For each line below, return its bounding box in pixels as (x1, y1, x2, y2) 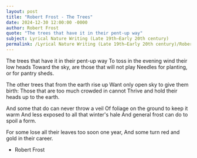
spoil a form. (6, 117, 36, 124)
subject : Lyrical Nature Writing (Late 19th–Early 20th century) (6, 36, 169, 42)
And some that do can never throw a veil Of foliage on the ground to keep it (6, 105, 188, 112)
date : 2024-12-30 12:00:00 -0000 (6, 19, 88, 25)
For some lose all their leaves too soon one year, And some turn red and (6, 128, 180, 135)
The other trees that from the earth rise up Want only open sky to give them (6, 81, 189, 88)
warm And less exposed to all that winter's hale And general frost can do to (6, 111, 188, 118)
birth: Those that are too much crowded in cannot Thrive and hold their (6, 87, 178, 94)
